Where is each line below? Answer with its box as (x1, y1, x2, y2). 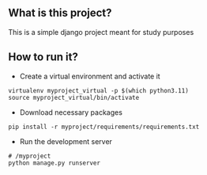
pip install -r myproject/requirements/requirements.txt (8, 123, 200, 131)
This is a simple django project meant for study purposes (8, 27, 194, 36)
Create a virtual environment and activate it (19, 71, 160, 81)
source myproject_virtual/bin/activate (8, 93, 140, 101)
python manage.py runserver (8, 158, 101, 167)
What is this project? (8, 6, 112, 20)
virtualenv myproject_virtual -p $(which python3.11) (8, 86, 190, 94)
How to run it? (8, 51, 79, 64)
